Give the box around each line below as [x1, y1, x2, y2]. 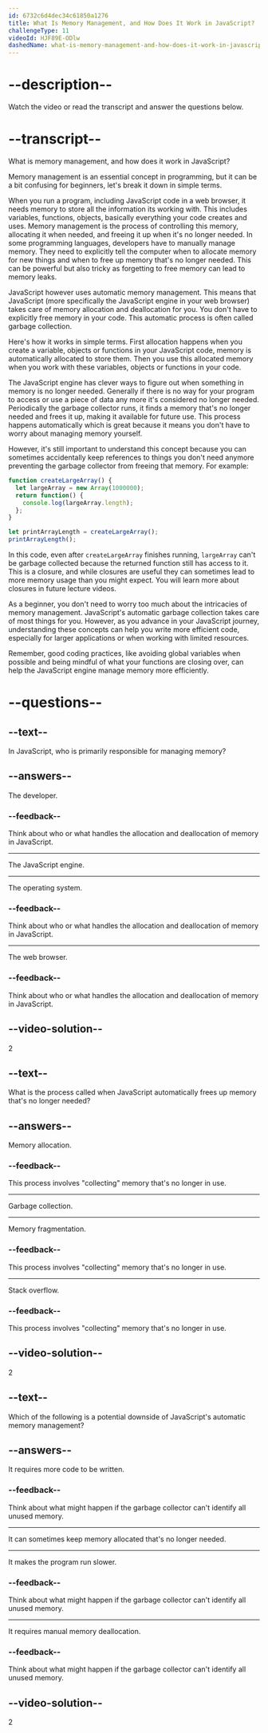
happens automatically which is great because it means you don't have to [8, 420, 250, 429]
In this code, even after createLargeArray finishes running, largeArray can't [8, 550, 256, 559]
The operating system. [8, 883, 82, 893]
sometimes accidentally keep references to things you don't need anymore [8, 452, 254, 462]
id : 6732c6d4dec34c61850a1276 [8, 11, 109, 20]
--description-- [8, 76, 113, 94]
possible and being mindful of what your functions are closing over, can [8, 657, 244, 666]
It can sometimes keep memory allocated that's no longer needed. [8, 1534, 227, 1544]
